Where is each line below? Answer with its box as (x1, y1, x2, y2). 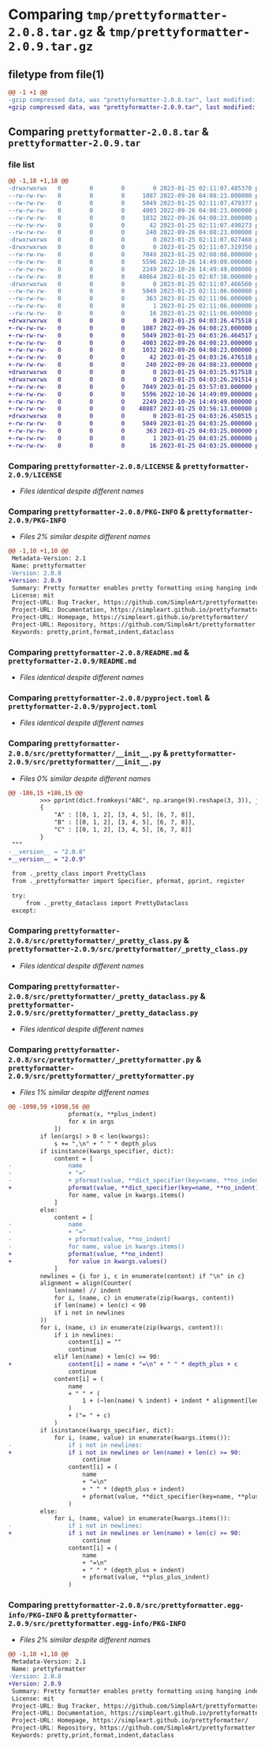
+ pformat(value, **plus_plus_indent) (82, 1573, 211, 1582)
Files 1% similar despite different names (19, 1088, 150, 1097)
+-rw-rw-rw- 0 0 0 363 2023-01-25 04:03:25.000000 (8, 427, 252, 436)
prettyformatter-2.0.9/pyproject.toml (8, 702, 158, 711)
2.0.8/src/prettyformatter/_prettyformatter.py (8, 1055, 195, 1065)
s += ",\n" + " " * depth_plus (54, 1140, 157, 1148)
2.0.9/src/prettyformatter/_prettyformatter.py (8, 1072, 195, 1081)
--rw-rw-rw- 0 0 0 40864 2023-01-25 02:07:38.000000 (8, 273, 252, 281)
